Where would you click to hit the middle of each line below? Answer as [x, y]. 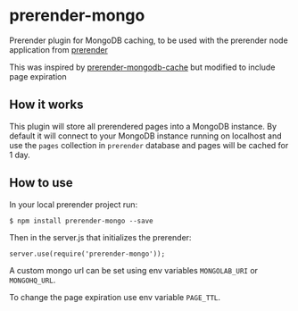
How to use [41, 183]
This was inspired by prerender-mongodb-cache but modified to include [142, 67]
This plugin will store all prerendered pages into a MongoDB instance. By [143, 126]
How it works [46, 105]
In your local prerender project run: [74, 204]
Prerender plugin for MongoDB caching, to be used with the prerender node [149, 40]
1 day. [20, 155]
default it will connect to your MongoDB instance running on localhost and [146, 136]
